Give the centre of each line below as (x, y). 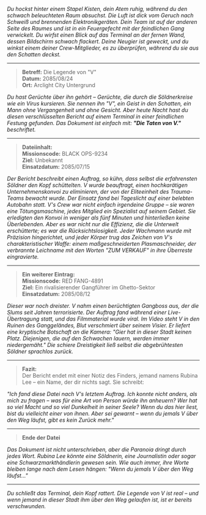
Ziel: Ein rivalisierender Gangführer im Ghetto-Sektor (88, 287)
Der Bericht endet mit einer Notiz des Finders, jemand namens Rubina (110, 376)
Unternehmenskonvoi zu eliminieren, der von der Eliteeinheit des (88, 192)
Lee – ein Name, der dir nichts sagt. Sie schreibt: (83, 382)
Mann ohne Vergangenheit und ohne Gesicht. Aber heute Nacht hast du (97, 110)
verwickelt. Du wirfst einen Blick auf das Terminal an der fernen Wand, (96, 35)
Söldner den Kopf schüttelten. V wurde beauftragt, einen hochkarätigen (97, 185)
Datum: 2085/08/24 (47, 78)
